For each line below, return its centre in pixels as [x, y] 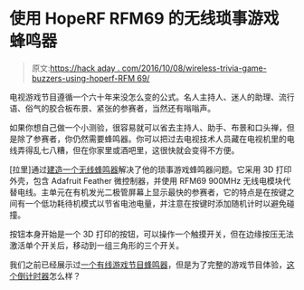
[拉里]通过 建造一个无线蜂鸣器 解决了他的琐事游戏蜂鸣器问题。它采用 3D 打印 [151, 169]
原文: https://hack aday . [76, 68]
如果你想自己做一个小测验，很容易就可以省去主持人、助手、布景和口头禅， [148, 127]
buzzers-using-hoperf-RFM [83, 78]
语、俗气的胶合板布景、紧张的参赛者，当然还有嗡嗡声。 [112, 108]
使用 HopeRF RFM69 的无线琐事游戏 [144, 19]
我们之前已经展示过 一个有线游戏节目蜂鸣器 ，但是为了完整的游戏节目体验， [148, 265]
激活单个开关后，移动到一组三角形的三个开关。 [96, 245]
